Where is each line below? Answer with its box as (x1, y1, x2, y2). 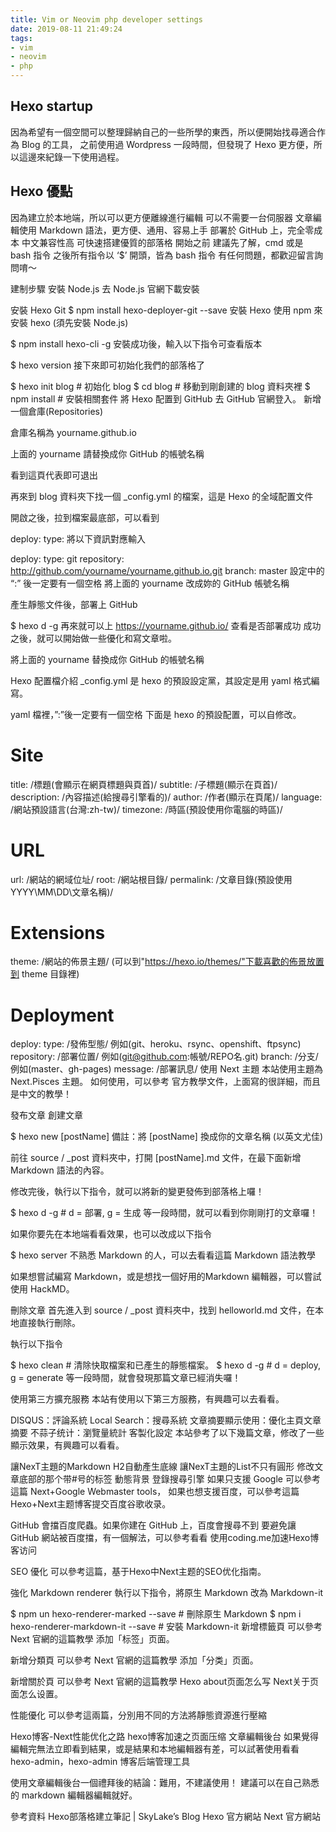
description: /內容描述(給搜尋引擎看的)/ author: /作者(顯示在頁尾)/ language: (10, 791, 323, 803)
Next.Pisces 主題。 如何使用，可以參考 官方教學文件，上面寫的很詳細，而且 (10, 1076, 322, 1088)
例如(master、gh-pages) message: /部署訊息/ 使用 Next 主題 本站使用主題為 (10, 1063, 324, 1075)
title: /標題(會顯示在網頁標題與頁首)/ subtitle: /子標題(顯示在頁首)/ (10, 778, 278, 790)
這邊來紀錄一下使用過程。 (18, 151, 125, 163)
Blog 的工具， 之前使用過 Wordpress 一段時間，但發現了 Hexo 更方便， (21, 138, 314, 150)
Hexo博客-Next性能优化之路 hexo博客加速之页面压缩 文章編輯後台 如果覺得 (10, 1731, 319, 1743)
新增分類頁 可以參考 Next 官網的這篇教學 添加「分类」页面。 (10, 1654, 259, 1666)
